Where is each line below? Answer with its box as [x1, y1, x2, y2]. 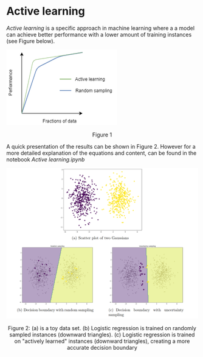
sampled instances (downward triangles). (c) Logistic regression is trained [9, 331, 195, 338]
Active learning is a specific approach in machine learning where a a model [6, 24, 195, 32]
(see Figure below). [6, 37, 55, 44]
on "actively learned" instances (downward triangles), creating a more [14, 337, 190, 345]
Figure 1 [92, 131, 112, 138]
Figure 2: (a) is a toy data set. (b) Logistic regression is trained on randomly [8, 324, 196, 331]
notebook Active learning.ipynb [6, 155, 85, 163]
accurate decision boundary [66, 344, 138, 351]
